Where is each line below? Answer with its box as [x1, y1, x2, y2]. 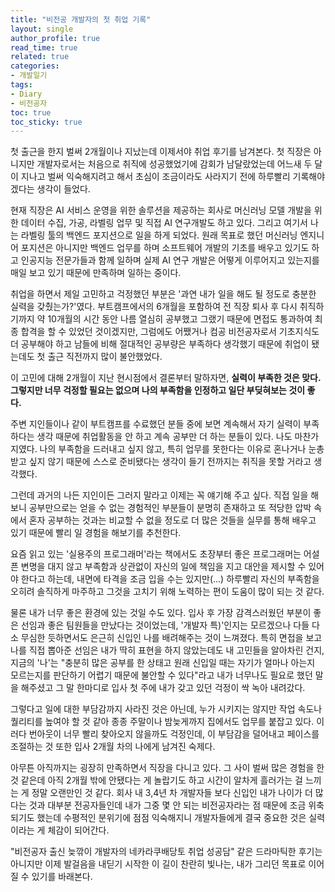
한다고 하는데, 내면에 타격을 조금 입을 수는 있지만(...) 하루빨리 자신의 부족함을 [20, 573, 320, 585]
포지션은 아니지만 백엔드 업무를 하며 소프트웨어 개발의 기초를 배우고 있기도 [20, 242, 310, 254]
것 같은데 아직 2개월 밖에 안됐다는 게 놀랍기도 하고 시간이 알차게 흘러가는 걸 [10, 774, 303, 786]
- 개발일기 [10, 71, 48, 81]
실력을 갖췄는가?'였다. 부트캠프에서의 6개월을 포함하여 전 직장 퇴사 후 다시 [10, 301, 298, 313]
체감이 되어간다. [47, 824, 110, 836]
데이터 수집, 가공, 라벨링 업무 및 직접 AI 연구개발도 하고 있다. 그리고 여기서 [20, 217, 308, 229]
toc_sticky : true [10, 117, 83, 127]
